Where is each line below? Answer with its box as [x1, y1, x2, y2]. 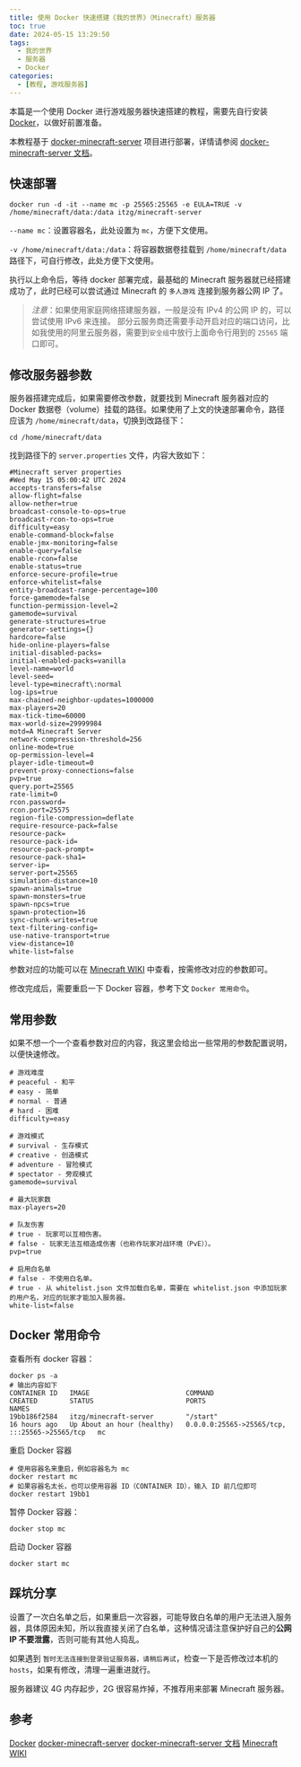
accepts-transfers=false [9, 484, 102, 493]
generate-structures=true [9, 617, 106, 627]
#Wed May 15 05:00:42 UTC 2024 [9, 476, 126, 485]
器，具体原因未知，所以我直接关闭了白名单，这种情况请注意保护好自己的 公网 [9, 1622, 292, 1633]
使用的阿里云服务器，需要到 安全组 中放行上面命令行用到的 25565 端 [47, 327, 288, 338]
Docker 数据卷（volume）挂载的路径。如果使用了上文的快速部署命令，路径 [9, 404, 285, 415]
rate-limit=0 [9, 790, 58, 799]
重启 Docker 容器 [9, 1445, 73, 1455]
